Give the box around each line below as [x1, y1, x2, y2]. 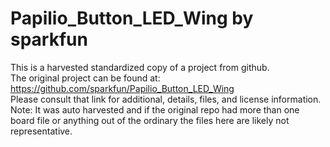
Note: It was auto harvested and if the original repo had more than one [10, 103, 300, 116]
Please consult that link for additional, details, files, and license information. [10, 93, 322, 105]
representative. [10, 125, 73, 137]
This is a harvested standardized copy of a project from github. [10, 61, 270, 73]
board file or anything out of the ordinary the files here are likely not [10, 114, 290, 126]
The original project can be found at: [10, 72, 161, 84]
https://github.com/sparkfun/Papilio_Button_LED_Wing [10, 82, 235, 94]
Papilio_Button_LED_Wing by [10, 7, 254, 30]
